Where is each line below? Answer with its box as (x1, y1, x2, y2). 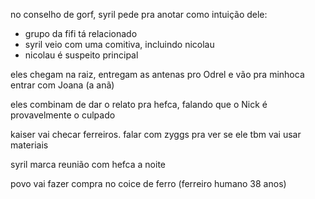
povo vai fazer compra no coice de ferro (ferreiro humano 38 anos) (10, 178, 287, 189)
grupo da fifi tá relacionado (24, 28, 138, 39)
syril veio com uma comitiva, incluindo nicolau (24, 39, 215, 50)
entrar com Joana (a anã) (10, 79, 115, 91)
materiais (10, 139, 49, 151)
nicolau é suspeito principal (24, 49, 139, 61)
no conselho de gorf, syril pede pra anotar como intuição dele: (10, 9, 268, 20)
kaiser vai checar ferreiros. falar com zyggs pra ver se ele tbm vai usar (10, 129, 302, 140)
